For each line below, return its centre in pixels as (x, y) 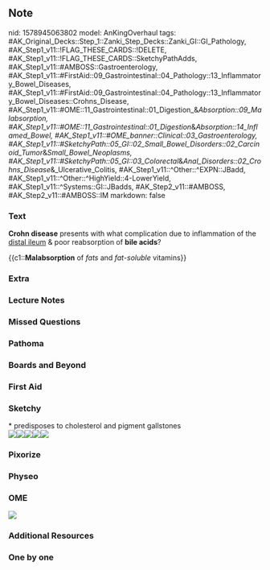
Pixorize (25, 454)
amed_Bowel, (31, 135)
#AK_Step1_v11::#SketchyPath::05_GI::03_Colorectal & (96, 161)
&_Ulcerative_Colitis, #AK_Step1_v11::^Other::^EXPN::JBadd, (148, 169)
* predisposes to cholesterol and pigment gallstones (95, 425)
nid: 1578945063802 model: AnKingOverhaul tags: (92, 32)
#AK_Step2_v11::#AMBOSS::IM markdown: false (87, 195)
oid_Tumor (26, 152)
